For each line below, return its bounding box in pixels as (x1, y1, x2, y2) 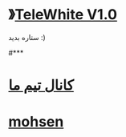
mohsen (8, 113, 64, 131)
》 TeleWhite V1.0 (8, 6, 118, 24)
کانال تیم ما (8, 76, 75, 95)
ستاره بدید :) (8, 32, 46, 42)
